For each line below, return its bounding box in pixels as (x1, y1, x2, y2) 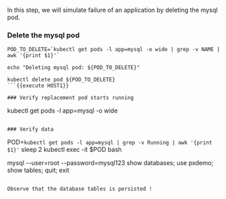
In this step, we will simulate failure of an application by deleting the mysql (7, 6, 218, 14)
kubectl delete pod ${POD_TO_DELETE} (7, 76, 116, 84)
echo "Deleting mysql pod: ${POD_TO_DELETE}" (7, 64, 140, 71)
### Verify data (7, 126, 54, 133)
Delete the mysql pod (7, 30, 80, 40)
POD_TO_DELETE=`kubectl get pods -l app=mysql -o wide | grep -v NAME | (7, 46, 220, 53)
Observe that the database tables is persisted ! (7, 186, 153, 193)
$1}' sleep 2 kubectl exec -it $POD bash (7, 145, 122, 154)
